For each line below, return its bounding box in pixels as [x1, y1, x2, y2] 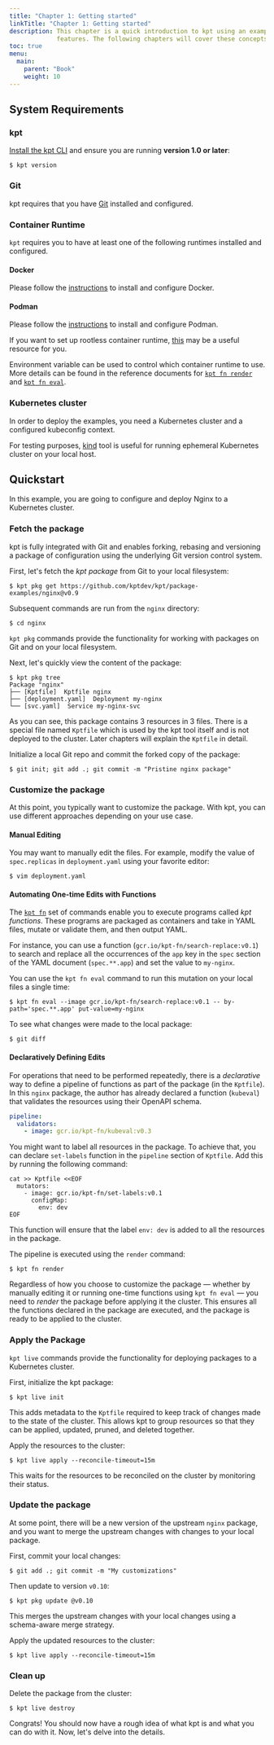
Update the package [9, 1499, 92, 1510]
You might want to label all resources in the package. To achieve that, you [9, 1142, 256, 1152]
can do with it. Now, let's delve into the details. [9, 1727, 166, 1737]
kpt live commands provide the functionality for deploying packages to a [9, 1353, 257, 1362]
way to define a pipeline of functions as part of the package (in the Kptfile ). [9, 1079, 265, 1089]
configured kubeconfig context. [9, 424, 115, 434]
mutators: [16, 1182, 50, 1190]
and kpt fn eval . [9, 377, 67, 387]
